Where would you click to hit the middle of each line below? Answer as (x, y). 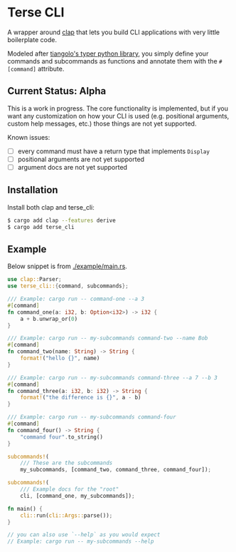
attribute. (51, 68)
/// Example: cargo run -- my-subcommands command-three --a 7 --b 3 (113, 378)
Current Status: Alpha (57, 91)
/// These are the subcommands (66, 463)
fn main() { (25, 508)
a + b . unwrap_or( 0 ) (49, 319)
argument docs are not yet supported (73, 167)
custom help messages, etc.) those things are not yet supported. (102, 123)
